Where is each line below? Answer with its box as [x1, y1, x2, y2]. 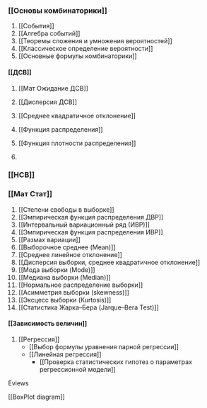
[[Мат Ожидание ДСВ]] [18, 84, 89, 92]
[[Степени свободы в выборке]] [18, 205, 115, 214]
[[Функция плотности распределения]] [18, 139, 136, 147]
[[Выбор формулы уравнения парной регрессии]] [28, 342, 179, 351]
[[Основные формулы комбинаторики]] [18, 52, 137, 60]
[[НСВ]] [8, 170, 35, 180]
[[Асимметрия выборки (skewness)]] [18, 288, 130, 296]
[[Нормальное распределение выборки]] [18, 280, 143, 289]
